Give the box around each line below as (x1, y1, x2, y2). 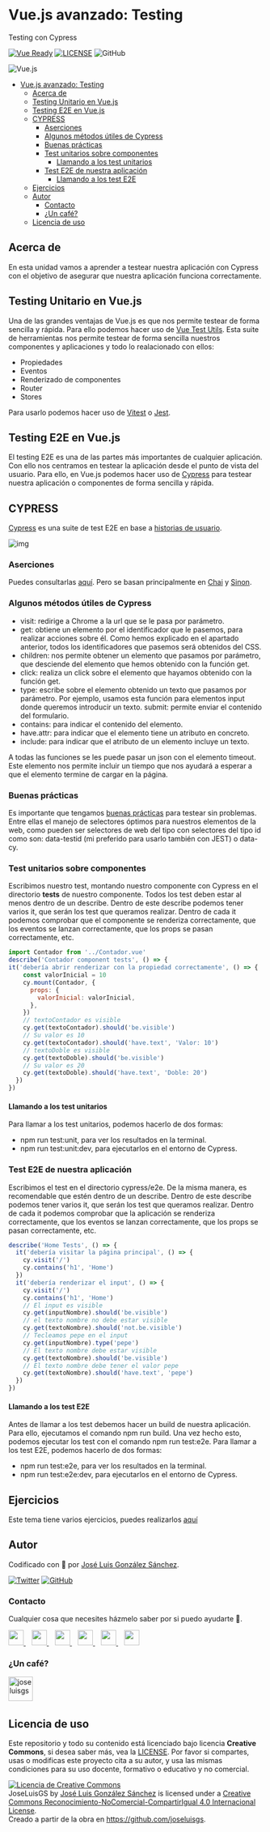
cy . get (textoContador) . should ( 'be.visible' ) (23, 1024, 175, 1032)
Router (19, 383, 43, 393)
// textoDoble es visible (23, 1046, 111, 1054)
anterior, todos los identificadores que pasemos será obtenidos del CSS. (19, 641, 262, 651)
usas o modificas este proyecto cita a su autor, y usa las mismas (8, 1756, 223, 1766)
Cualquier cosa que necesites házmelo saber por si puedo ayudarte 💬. (8, 1614, 243, 1624)
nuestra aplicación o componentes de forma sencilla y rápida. (8, 478, 214, 488)
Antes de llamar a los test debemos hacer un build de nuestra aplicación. (8, 1420, 251, 1429)
